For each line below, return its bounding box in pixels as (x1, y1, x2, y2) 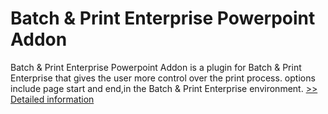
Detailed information (10, 93, 95, 105)
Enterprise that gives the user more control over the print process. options (10, 72, 316, 84)
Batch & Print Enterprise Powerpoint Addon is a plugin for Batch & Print (10, 61, 302, 73)
